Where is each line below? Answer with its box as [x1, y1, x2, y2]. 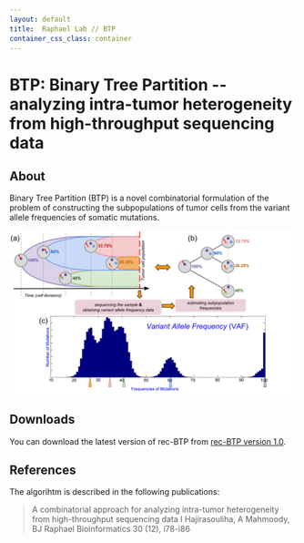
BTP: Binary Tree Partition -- [9, 74, 228, 95]
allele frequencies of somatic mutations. [9, 212, 160, 223]
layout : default [9, 15, 71, 24]
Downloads [9, 412, 76, 427]
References [9, 463, 76, 478]
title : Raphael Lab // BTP [9, 24, 117, 34]
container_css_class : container [9, 34, 132, 43]
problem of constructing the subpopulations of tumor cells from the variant [9, 202, 290, 213]
